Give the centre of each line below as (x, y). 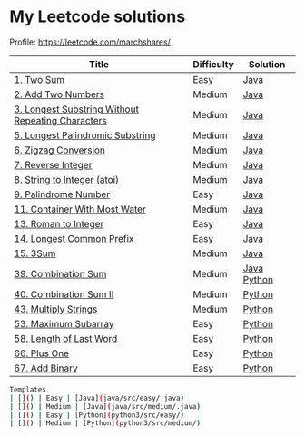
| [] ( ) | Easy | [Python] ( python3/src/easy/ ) (97, 415)
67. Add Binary (46, 368)
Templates (28, 389)
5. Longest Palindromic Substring (85, 135)
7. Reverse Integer (53, 164)
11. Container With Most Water (80, 209)
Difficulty (213, 64)
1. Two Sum (39, 79)
